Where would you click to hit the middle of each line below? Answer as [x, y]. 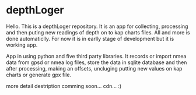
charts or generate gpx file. [39, 75]
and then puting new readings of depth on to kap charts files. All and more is [98, 32]
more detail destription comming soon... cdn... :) [64, 86]
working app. [22, 45]
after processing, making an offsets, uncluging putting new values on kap [94, 68]
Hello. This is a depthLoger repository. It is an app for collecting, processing [97, 26]
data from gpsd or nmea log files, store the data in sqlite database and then [97, 62]
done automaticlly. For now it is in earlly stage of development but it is [90, 38]
